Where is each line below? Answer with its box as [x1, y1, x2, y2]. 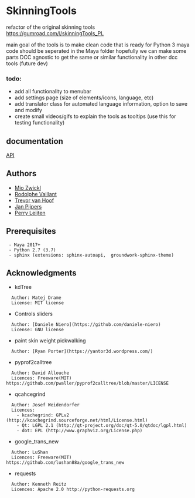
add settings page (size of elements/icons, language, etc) [14, 94, 154, 101]
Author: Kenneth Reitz [11, 482, 67, 487]
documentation [6, 136, 63, 146]
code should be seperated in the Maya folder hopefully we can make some [6, 47, 187, 54]
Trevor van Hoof [14, 197, 54, 204]
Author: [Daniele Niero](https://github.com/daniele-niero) [11, 322, 161, 328]
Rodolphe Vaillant [14, 190, 57, 197]
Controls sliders [14, 310, 53, 318]
